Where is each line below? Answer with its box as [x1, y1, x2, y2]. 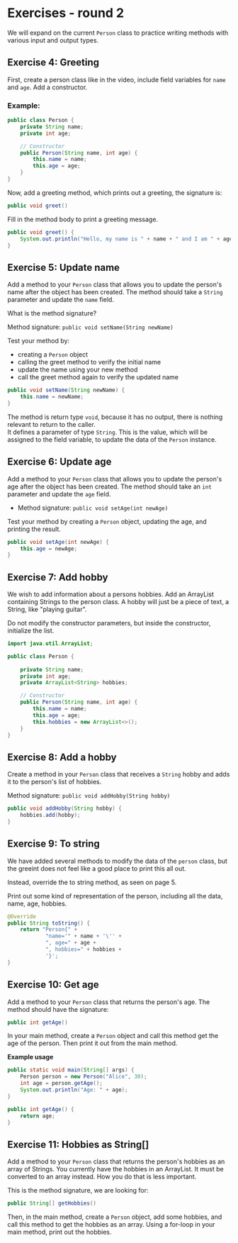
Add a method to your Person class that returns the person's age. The [7, 998, 210, 1006]
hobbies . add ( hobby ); [20, 812, 81, 819]
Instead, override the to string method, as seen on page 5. [7, 878, 177, 886]
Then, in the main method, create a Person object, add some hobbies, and [7, 1213, 222, 1221]
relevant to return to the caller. [7, 420, 96, 428]
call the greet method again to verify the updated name [17, 373, 179, 381]
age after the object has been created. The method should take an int [7, 482, 212, 491]
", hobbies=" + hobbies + [45, 946, 122, 953]
